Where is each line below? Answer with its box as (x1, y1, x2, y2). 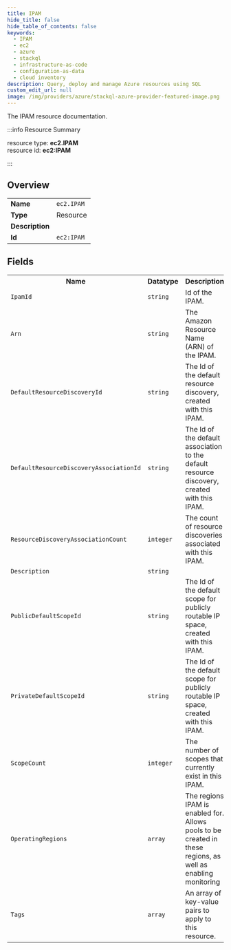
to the (185, 450, 204, 460)
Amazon (185, 316, 212, 326)
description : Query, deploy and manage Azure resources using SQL (7, 81, 201, 87)
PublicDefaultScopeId (10, 612, 81, 620)
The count (185, 513, 219, 522)
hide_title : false (7, 17, 60, 23)
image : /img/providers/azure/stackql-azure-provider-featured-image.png (7, 94, 220, 101)
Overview (7, 180, 50, 191)
